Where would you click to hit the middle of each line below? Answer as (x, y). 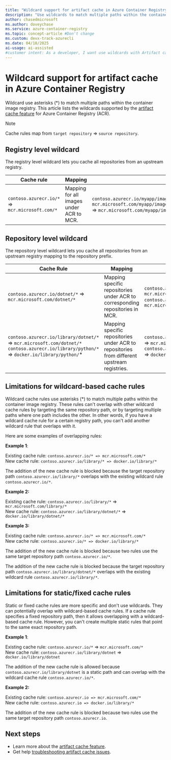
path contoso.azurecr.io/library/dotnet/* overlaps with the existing (78, 571)
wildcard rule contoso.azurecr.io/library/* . (52, 577)
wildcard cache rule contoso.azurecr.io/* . (50, 677)
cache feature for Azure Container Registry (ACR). (58, 114)
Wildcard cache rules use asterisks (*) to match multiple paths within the (81, 399)
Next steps (23, 734)
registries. (116, 369)
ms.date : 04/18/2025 (27, 43)
